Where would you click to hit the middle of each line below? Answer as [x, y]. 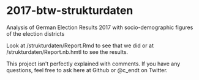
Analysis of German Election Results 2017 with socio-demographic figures [100, 27]
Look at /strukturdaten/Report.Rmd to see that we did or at [80, 45]
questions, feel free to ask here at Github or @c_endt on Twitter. [87, 70]
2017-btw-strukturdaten [70, 11]
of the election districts [36, 33]
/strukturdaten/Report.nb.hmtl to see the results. [67, 52]
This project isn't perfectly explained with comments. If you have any [93, 64]
